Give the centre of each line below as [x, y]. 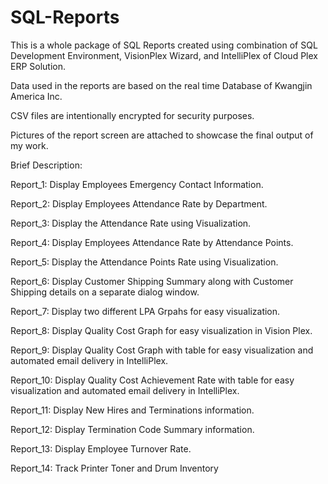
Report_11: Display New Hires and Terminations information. [132, 410]
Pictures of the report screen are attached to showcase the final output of [162, 135]
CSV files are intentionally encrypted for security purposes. [132, 115]
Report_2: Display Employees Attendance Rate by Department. [139, 203]
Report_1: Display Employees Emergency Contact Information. [137, 184]
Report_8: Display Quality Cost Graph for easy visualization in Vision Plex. [161, 330]
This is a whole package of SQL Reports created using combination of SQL [164, 45]
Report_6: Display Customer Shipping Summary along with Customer [152, 281]
